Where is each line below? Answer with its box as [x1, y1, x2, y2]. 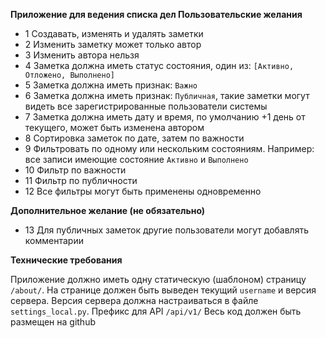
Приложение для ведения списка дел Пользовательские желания [10, 9, 303, 20]
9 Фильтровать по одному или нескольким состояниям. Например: [24, 143, 315, 154]
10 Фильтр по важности [24, 164, 127, 176]
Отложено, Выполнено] [24, 70, 115, 80]
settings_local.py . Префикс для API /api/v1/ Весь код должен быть [10, 305, 302, 317]
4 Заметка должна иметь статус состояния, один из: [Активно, [24, 60, 295, 71]
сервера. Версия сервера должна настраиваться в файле [10, 295, 259, 306]
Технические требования [10, 254, 123, 266]
